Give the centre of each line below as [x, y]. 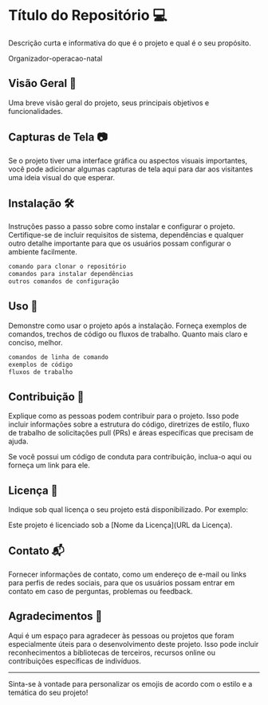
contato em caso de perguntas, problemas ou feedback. [100, 591]
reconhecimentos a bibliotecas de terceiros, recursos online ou [112, 652]
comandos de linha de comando [59, 357]
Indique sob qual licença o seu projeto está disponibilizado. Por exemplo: [128, 510]
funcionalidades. [36, 111]
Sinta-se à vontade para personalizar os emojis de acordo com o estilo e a [130, 683]
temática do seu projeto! [48, 692]
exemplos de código [41, 364]
